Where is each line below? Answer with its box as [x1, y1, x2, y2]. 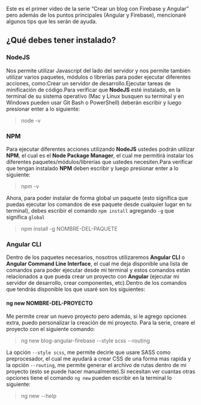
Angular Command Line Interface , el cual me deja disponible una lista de [6, 260, 188, 267]
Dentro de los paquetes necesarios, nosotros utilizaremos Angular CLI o [6, 254, 185, 261]
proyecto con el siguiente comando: [6, 326, 95, 333]
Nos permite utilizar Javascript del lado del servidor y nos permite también [6, 67, 191, 74]
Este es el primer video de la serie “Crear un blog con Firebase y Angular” [6, 5, 189, 12]
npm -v [20, 183, 40, 190]
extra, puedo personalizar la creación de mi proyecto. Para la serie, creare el [6, 319, 196, 326]
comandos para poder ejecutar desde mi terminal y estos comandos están [6, 267, 190, 274]
